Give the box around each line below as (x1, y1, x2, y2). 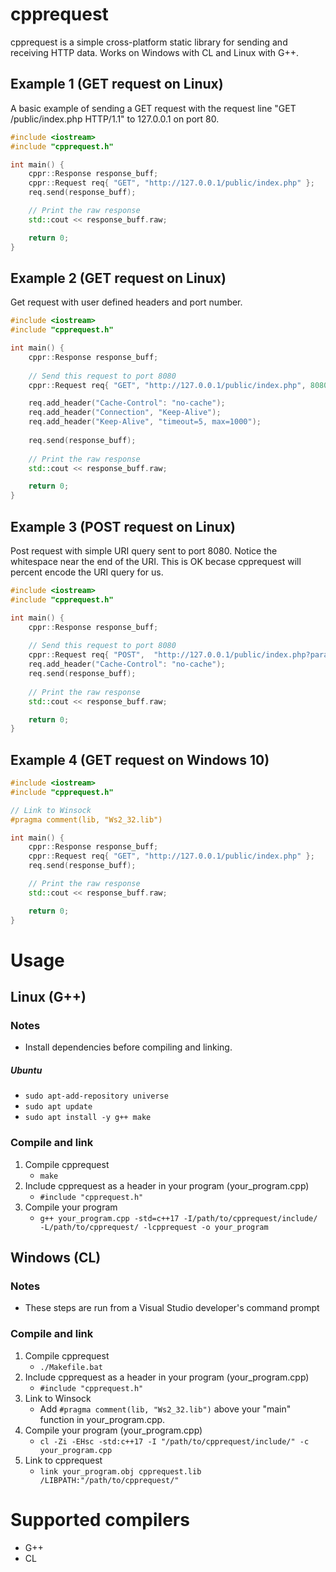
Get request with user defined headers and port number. (10, 296, 243, 308)
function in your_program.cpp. (39, 1413, 166, 1425)
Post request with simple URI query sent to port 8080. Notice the (10, 545, 278, 557)
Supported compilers (10, 1508, 190, 1531)
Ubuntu (10, 1064, 43, 1077)
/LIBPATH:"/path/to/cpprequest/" (39, 1475, 180, 1485)
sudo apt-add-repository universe (24, 1091, 169, 1102)
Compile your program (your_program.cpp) (24, 1424, 203, 1436)
